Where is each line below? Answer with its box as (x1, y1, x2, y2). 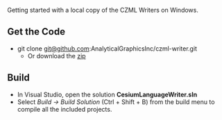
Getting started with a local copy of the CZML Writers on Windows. (7, 6, 199, 14)
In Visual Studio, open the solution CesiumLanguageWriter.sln (17, 90, 198, 98)
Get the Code (7, 26, 66, 37)
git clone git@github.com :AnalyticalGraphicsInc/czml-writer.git (17, 44, 198, 53)
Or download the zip (27, 51, 86, 60)
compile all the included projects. (17, 105, 112, 113)
